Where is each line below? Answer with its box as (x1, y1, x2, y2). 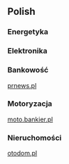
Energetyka (7, 27, 48, 37)
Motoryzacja (7, 99, 53, 109)
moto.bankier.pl (7, 115, 53, 124)
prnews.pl (7, 81, 37, 89)
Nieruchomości (7, 133, 62, 143)
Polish (7, 6, 36, 18)
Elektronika (7, 46, 48, 56)
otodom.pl (7, 149, 38, 158)
